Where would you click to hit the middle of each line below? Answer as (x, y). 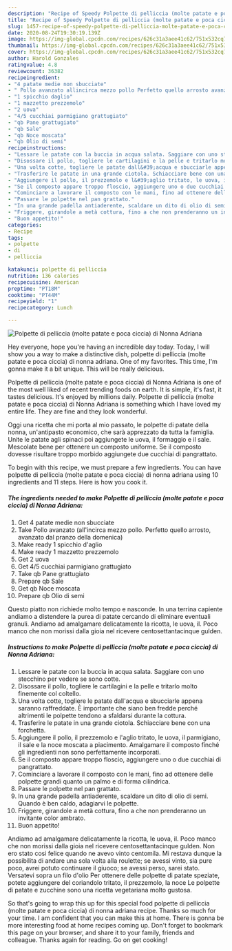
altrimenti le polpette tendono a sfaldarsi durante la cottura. (102, 715)
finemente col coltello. (49, 693)
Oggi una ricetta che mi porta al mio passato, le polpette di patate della (108, 425)
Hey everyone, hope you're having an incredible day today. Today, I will (109, 347)
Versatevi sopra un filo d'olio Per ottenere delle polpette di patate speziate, (114, 875)
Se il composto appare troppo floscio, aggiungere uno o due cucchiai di (119, 759)
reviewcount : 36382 (36, 71)
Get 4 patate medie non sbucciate (66, 522)
